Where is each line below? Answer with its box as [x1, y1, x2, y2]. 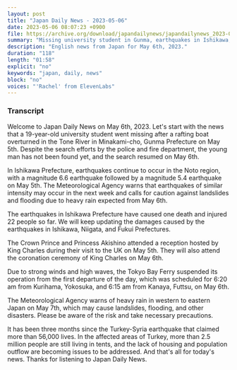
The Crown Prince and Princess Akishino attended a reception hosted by [7, 238, 219, 247]
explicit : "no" [7, 63, 52, 70]
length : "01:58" [7, 57, 55, 64]
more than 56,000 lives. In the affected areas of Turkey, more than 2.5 [7, 332, 211, 340]
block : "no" [7, 76, 42, 83]
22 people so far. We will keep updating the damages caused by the [7, 217, 205, 226]
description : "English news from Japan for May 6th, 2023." [7, 43, 188, 50]
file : [7, 30, 23, 37]
